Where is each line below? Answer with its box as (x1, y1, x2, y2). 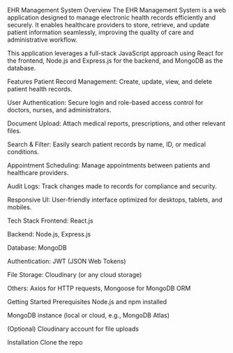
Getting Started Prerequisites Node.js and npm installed (7, 298, 167, 306)
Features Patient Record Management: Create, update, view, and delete (7, 77, 213, 86)
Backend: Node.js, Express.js (7, 230, 91, 238)
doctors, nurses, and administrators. (7, 106, 112, 114)
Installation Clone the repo (7, 338, 83, 346)
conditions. (7, 148, 40, 156)
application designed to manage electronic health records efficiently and (7, 13, 216, 22)
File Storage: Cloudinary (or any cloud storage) (7, 271, 142, 278)
